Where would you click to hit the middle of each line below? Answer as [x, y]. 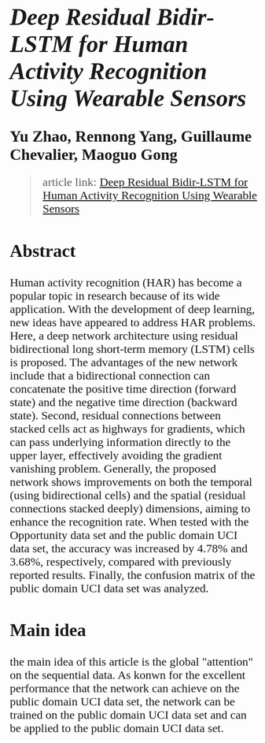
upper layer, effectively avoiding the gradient [116, 455]
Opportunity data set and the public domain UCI [124, 535]
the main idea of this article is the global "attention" [131, 661]
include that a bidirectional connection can [110, 375]
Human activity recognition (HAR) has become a [126, 282]
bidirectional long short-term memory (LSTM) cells [132, 349]
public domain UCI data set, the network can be [122, 701]
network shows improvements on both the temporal [131, 481]
